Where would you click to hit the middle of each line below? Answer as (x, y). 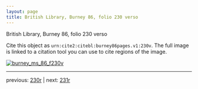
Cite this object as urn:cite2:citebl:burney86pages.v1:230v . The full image (98, 45)
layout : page (22, 11)
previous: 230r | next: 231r (38, 80)
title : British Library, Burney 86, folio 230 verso (72, 17)
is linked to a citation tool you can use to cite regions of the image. (87, 51)
